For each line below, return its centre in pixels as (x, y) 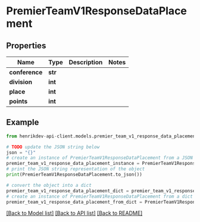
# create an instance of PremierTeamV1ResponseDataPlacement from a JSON (100, 158)
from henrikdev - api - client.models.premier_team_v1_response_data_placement (102, 136)
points (18, 101)
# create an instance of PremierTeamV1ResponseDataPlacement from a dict (100, 196)
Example (23, 122)
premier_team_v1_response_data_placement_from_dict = (74, 202)
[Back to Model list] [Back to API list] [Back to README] (74, 213)
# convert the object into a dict (49, 185)
